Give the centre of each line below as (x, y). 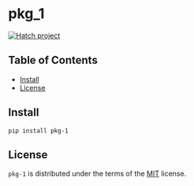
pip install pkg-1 (38, 131)
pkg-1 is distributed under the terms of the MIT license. (97, 173)
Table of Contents (53, 60)
